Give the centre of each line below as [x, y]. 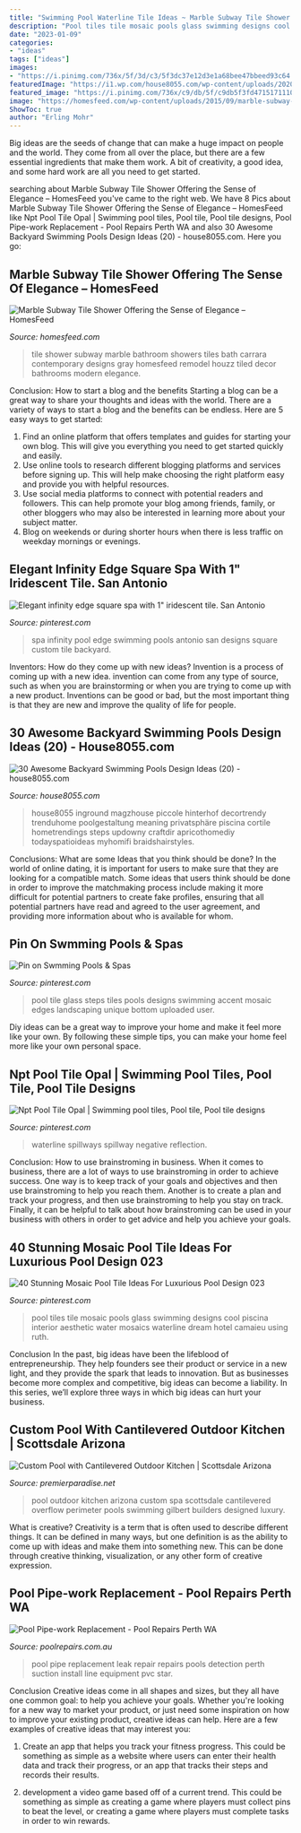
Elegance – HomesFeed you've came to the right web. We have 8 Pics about [150, 199]
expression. [31, 1565]
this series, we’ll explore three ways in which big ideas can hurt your [135, 1392]
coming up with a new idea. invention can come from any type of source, [144, 676]
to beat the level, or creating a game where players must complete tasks [155, 1811]
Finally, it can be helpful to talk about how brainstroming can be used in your [150, 1210]
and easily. [42, 455]
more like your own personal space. [75, 1046]
